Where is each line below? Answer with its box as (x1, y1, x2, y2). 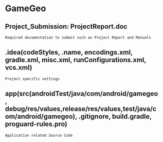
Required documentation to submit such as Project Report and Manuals (5, 35, 151, 40)
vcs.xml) (5, 64, 33, 72)
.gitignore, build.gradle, (78, 112, 152, 121)
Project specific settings (5, 76, 60, 81)
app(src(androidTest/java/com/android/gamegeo (5, 89, 158, 98)
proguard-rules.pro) (5, 120, 68, 128)
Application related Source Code (5, 133, 73, 138)
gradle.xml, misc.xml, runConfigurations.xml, (5, 56, 146, 64)
